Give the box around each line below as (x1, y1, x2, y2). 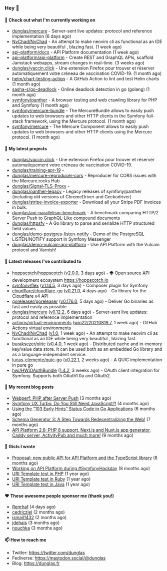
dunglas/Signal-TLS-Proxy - (11, 183, 70, 189)
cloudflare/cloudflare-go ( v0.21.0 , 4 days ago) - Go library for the (11, 287, 147, 294)
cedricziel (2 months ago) (11, 509, 65, 515)
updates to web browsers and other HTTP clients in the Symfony (11, 113, 145, 119)
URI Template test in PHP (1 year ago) (11, 471, 89, 477)
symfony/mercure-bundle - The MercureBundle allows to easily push (11, 107, 154, 114)
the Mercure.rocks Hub (11, 178, 60, 184)
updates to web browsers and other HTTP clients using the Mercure (11, 129, 152, 135)
